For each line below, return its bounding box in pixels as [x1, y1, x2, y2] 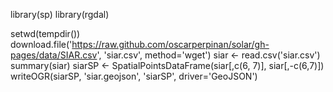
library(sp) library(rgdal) [10, 9, 110, 20]
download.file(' [10, 39, 73, 50]
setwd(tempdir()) [10, 28, 81, 39]
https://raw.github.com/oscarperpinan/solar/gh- [71, 39, 270, 50]
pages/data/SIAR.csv [10, 49, 98, 61]
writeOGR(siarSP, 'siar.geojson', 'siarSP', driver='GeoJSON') [10, 70, 258, 82]
